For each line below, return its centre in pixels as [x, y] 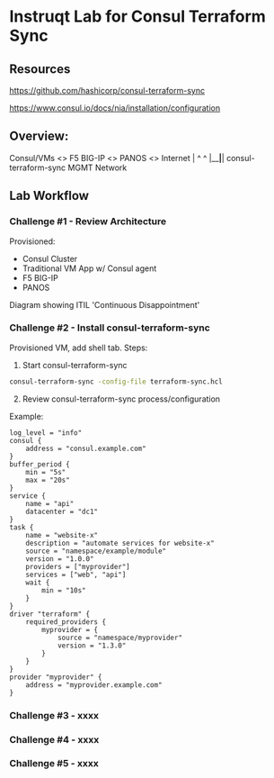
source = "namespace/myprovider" [119, 638]
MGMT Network [97, 167]
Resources [40, 69]
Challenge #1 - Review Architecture [88, 222]
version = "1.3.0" [92, 646]
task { [22, 527]
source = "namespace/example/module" [96, 551]
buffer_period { [40, 464]
